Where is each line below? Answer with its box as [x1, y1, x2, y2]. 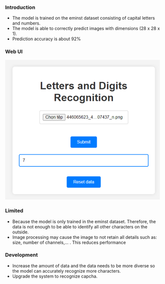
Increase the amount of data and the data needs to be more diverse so [12, 262, 155, 269]
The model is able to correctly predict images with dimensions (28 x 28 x [12, 26, 160, 31]
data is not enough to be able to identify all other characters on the [12, 224, 148, 229]
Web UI [5, 48, 23, 55]
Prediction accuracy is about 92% [12, 36, 81, 42]
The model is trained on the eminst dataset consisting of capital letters [12, 15, 155, 21]
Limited [5, 207, 24, 214]
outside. [12, 229, 29, 235]
